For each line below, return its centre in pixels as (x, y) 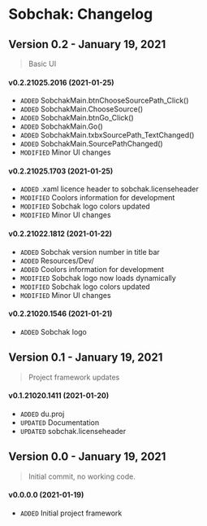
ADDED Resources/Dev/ (57, 261)
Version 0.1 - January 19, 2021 (86, 358)
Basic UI (42, 64)
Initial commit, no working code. (82, 476)
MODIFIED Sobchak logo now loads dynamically (98, 278)
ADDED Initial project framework (71, 513)
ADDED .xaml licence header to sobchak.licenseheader (109, 189)
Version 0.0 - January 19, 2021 (87, 457)
